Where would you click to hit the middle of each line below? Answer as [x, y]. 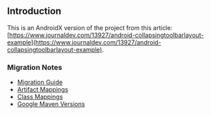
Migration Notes [35, 67]
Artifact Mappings [43, 90]
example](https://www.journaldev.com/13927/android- [84, 42]
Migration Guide [40, 82]
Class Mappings [40, 97]
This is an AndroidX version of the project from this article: [90, 27]
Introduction [34, 11]
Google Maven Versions [51, 104]
